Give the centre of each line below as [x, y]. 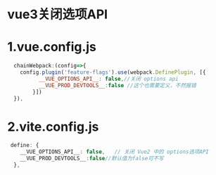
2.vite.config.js [53, 127]
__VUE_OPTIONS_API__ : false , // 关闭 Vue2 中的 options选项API [114, 152]
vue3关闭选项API [57, 14]
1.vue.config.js [52, 47]
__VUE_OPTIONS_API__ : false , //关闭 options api [108, 79]
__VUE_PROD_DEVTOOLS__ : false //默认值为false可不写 [92, 159]
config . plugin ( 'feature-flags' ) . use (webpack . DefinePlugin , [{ [113, 72]
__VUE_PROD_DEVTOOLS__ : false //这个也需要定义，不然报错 [117, 85]
